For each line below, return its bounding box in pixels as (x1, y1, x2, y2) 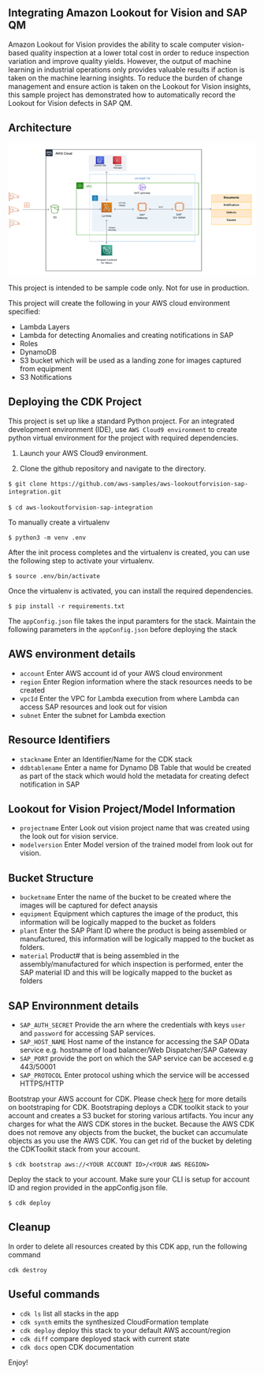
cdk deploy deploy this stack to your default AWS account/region (19, 1325, 231, 1335)
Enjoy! (8, 1358, 29, 1367)
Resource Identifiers (8, 734, 110, 747)
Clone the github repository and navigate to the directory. (19, 464, 206, 473)
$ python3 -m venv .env (8, 533, 87, 542)
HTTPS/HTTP (19, 1078, 65, 1088)
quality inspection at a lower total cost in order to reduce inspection (30, 47, 250, 58)
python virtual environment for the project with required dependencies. (8, 433, 239, 442)
